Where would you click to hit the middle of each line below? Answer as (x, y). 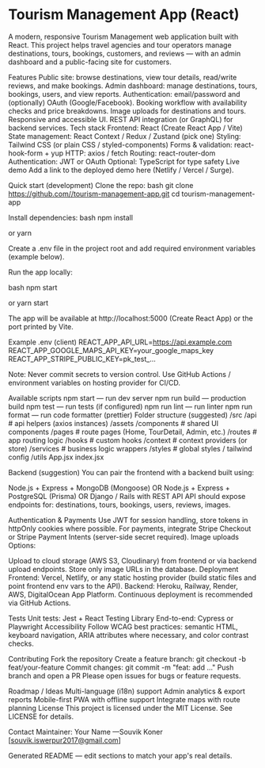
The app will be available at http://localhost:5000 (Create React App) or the (131, 318)
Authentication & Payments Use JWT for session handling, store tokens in (128, 520)
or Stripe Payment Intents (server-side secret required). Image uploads (124, 536)
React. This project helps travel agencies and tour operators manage (120, 44)
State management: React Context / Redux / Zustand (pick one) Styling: (125, 136)
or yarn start (28, 302)
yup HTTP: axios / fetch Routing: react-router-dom (133, 153)
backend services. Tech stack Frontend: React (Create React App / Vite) (125, 128)
